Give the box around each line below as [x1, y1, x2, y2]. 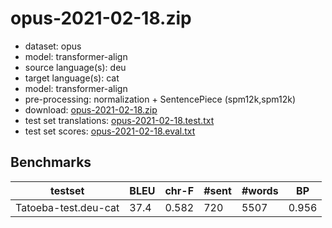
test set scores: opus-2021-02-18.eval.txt [24, 125, 196, 137]
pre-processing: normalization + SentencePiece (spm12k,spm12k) [24, 93, 297, 105]
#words [241, 183, 279, 197]
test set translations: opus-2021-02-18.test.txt [24, 114, 215, 126]
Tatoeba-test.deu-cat [15, 200, 120, 214]
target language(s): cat [24, 72, 120, 84]
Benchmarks [10, 154, 92, 171]
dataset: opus [24, 40, 82, 52]
